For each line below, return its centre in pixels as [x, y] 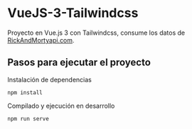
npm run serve [28, 118]
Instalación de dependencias [50, 79]
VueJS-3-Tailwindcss [73, 13]
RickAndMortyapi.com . [41, 40]
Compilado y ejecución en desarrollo [61, 106]
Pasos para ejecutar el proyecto [79, 63]
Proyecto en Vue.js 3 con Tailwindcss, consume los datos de [96, 33]
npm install [25, 92]
